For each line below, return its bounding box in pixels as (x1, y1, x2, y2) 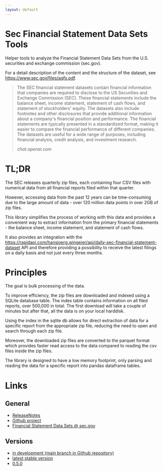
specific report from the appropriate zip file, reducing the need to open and (5, 323, 157, 329)
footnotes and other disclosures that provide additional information (17, 110, 152, 116)
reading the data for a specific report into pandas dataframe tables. (5, 363, 141, 368)
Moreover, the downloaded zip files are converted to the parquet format (5, 338, 150, 343)
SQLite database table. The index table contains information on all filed (5, 298, 148, 304)
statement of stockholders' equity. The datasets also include (17, 105, 140, 111)
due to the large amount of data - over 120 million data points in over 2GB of (5, 199, 159, 205)
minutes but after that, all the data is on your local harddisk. (5, 308, 125, 314)
